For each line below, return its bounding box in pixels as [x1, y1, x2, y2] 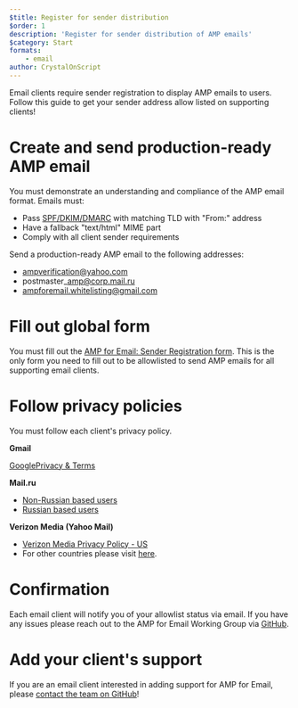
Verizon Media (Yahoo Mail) [9, 521, 114, 531]
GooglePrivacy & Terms [9, 460, 96, 471]
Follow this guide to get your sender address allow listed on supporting [9, 96, 270, 107]
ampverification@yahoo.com [21, 266, 128, 276]
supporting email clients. [9, 365, 100, 375]
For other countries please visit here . [21, 547, 157, 558]
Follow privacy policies [9, 396, 182, 416]
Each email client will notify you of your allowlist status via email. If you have [9, 608, 289, 620]
